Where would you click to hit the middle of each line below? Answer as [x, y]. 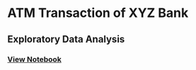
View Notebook [34, 59]
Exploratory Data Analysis [66, 39]
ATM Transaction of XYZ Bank [98, 13]
